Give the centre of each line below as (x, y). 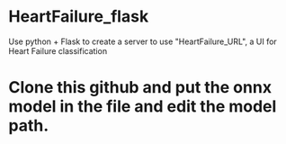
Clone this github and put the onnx (140, 88)
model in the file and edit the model (143, 107)
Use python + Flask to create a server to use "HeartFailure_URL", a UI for (143, 41)
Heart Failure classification (58, 50)
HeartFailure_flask (79, 17)
